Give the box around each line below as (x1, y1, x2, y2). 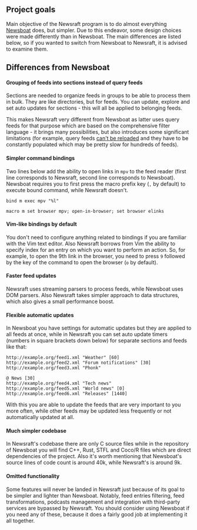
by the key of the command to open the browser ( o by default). (6, 259, 158, 266)
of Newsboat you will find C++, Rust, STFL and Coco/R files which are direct (6, 446, 191, 453)
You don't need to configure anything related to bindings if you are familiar (6, 233, 186, 241)
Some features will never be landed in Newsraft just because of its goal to (6, 486, 185, 493)
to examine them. (6, 45, 48, 52)
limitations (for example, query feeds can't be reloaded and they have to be (6, 135, 189, 142)
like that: (6, 343, 27, 350)
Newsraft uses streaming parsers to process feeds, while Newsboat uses (6, 285, 183, 292)
